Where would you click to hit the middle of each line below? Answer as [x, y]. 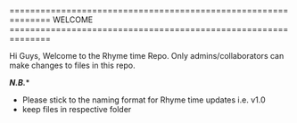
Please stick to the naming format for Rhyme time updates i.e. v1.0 [144, 100]
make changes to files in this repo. [72, 65]
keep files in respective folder [77, 109]
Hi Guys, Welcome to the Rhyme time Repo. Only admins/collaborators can [147, 56]
